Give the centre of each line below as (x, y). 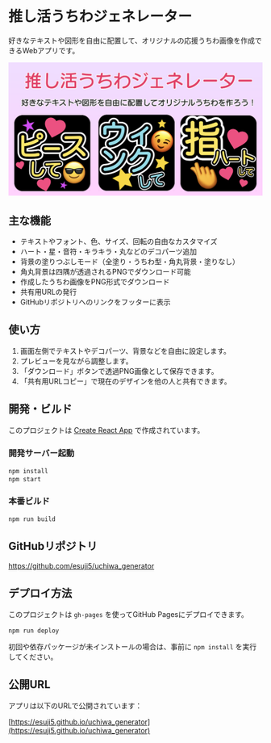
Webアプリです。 (51, 50)
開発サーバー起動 (42, 453)
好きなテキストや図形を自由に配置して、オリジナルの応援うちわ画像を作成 (132, 40)
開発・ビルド (40, 409)
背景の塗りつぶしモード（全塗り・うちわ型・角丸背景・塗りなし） (129, 262)
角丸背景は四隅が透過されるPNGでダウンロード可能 (105, 272)
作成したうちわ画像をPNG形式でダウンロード (95, 282)
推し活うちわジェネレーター (100, 17)
